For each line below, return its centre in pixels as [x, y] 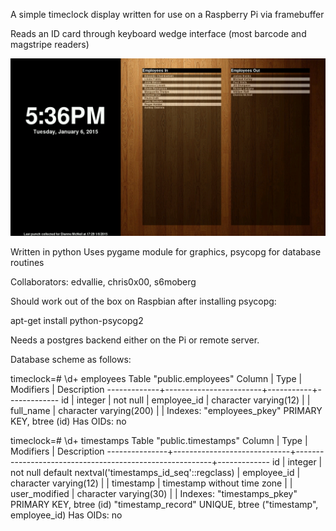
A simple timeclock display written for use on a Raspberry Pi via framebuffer [167, 14]
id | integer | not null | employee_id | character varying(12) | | [186, 400]
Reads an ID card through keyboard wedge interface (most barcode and [158, 33]
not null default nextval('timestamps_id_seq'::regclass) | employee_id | [155, 472]
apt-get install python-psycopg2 [77, 320]
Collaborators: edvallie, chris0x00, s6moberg [103, 281]
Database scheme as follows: [71, 359]
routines [27, 262]
